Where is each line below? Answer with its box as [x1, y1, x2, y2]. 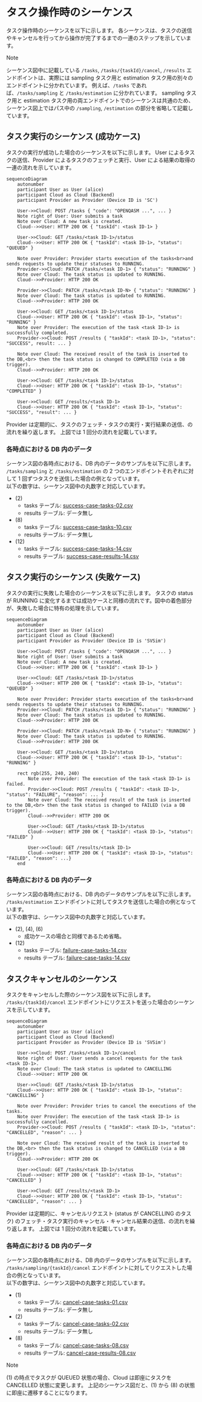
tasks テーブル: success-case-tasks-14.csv [24, 545, 132, 552]
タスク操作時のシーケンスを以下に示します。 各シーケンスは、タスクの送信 [6, 27, 192, 34]
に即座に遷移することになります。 [6, 1389, 91, 1397]
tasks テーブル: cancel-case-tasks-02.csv [24, 1320, 129, 1327]
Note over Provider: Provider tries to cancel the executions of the [17, 1103, 197, 1109]
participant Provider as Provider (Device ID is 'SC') [17, 197, 158, 203]
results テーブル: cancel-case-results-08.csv [24, 1349, 136, 1357]
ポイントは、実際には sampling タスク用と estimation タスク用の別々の [16, 74, 194, 81]
